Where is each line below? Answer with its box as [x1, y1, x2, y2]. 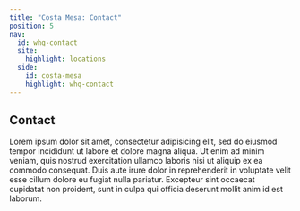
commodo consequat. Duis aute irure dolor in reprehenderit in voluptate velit [9, 165, 291, 175]
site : [17, 46, 39, 55]
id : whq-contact [17, 38, 78, 47]
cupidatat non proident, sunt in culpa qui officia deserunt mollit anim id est [9, 184, 284, 195]
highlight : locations [25, 55, 106, 63]
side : [17, 63, 39, 72]
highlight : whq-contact [25, 80, 115, 89]
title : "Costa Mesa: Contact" [9, 13, 123, 22]
